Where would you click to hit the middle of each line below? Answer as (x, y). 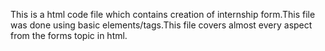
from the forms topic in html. (69, 35)
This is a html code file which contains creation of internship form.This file (163, 14)
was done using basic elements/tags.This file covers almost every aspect (161, 25)
